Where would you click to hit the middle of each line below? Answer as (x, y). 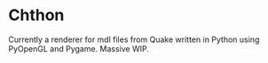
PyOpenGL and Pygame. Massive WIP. (79, 48)
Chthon (36, 15)
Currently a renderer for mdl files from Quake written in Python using (134, 39)
